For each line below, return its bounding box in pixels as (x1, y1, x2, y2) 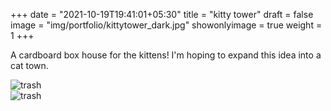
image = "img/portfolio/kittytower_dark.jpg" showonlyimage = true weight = (10, 19, 323, 31)
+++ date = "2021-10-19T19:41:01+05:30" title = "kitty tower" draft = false (10, 9, 314, 20)
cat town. (10, 60, 49, 71)
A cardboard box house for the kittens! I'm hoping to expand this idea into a (10, 49, 322, 61)
